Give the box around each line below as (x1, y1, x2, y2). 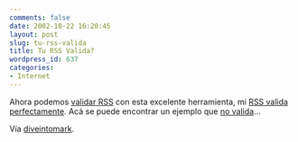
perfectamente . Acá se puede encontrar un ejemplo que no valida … (9, 105, 262, 117)
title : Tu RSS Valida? (9, 47, 95, 56)
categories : (9, 64, 54, 73)
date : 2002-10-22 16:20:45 (9, 22, 111, 31)
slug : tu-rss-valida (9, 38, 88, 48)
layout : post (9, 30, 59, 39)
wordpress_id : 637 (9, 55, 79, 64)
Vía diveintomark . (9, 123, 75, 134)
